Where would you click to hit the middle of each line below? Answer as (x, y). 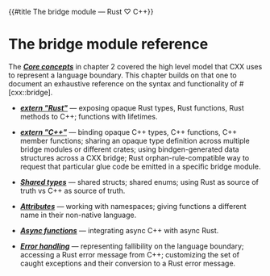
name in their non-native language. (78, 215)
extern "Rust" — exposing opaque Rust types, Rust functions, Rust (132, 107)
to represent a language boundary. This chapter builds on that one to (123, 75)
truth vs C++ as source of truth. (73, 190)
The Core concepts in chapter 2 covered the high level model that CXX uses (135, 66)
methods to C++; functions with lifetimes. (89, 116)
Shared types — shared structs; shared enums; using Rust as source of (139, 182)
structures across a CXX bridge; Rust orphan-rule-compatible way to (135, 157)
